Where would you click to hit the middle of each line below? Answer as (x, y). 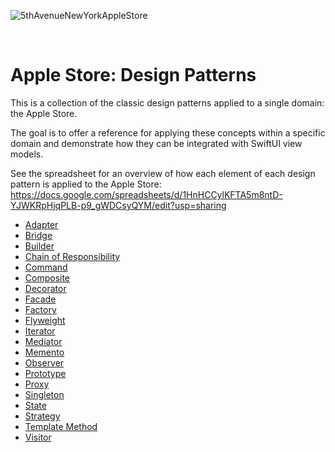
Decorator (45, 288)
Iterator (40, 331)
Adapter (41, 224)
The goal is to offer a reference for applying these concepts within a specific (168, 132)
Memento (44, 352)
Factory (40, 309)
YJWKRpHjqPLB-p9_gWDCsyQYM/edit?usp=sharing (118, 205)
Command (46, 267)
